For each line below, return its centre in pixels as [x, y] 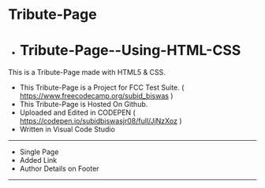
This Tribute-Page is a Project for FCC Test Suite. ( [102, 87]
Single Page [39, 152]
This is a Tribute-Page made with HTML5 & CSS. [87, 72]
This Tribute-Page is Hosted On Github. [84, 105]
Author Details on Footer [60, 169]
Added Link [38, 160]
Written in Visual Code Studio [67, 129]
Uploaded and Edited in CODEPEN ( [77, 112]
